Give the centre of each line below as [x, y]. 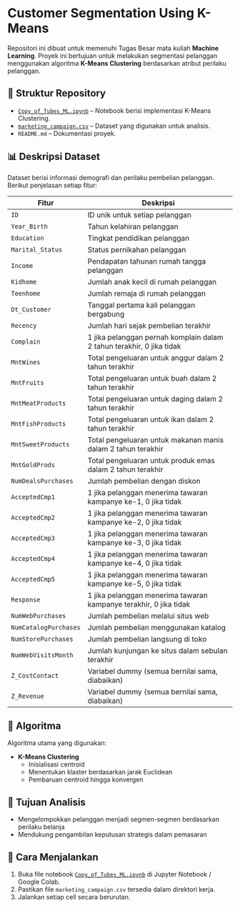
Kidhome [24, 281]
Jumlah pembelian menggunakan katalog [157, 627]
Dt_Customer [31, 309]
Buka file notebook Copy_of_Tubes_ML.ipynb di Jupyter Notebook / [115, 874]
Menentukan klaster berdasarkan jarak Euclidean [100, 772]
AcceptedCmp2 [33, 517]
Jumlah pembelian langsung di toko [147, 639]
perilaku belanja [41, 827]
